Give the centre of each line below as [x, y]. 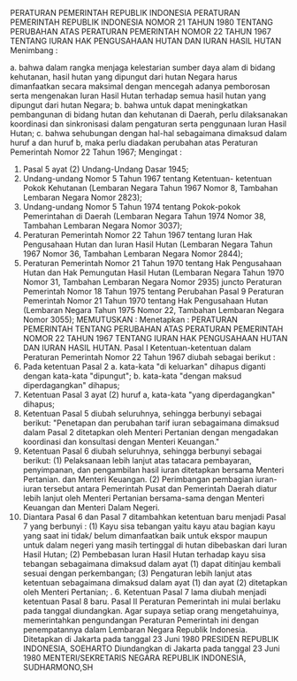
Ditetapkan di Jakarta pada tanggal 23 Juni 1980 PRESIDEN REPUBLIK [151, 639]
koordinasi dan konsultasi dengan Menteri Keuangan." [121, 442]
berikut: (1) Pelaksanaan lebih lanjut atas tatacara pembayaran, [137, 460]
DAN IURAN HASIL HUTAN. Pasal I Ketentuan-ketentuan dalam [137, 348]
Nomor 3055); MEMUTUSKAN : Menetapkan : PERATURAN [130, 319]
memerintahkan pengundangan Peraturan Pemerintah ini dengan [141, 620]
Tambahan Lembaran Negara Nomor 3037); [103, 226]
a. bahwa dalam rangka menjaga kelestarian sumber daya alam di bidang [143, 67]
